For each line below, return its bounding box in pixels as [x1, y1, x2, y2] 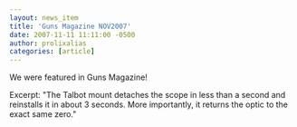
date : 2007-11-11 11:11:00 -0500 [9, 30, 136, 39]
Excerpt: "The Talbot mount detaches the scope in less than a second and [9, 90, 286, 101]
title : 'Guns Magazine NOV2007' [9, 22, 131, 31]
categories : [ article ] [9, 47, 95, 56]
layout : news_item [9, 13, 79, 23]
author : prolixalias [9, 38, 88, 48]
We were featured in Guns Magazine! [9, 72, 148, 83]
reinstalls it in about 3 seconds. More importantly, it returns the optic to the [9, 99, 288, 110]
